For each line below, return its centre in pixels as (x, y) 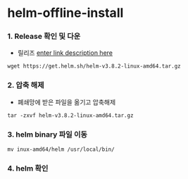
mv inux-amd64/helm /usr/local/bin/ (61, 149)
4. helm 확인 (28, 168)
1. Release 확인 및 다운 (44, 37)
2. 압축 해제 (26, 85)
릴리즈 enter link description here (65, 53)
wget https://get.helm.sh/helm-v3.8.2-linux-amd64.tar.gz (94, 66)
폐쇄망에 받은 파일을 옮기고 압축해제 (67, 102)
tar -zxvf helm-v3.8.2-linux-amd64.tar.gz (70, 115)
